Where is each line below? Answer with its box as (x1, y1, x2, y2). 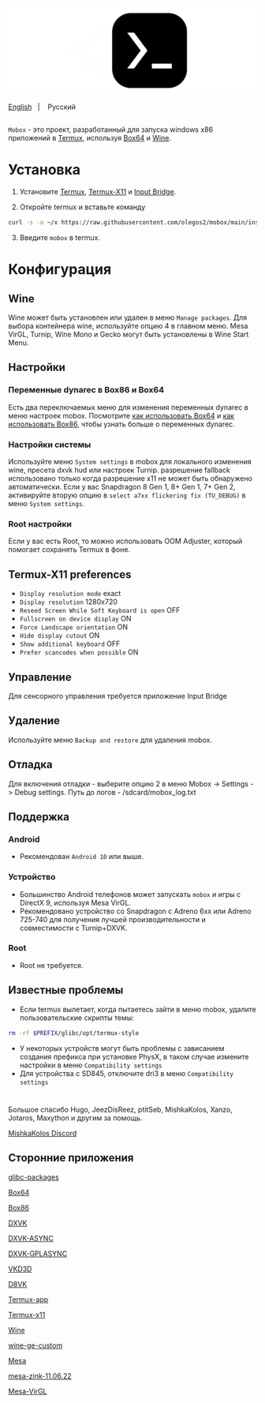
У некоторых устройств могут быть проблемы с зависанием (19, 1043, 225, 1052)
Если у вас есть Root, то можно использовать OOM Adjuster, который (8, 536, 243, 546)
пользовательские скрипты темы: (19, 1013, 134, 1022)
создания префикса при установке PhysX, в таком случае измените (19, 1052, 250, 1061)
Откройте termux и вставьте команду (19, 202, 146, 212)
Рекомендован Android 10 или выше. (19, 852, 144, 861)
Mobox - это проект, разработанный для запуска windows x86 (8, 125, 214, 134)
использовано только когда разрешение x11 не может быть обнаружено (8, 474, 252, 483)
